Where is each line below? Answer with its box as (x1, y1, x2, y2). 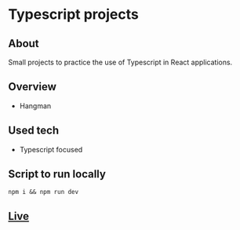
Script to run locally (8, 167, 106, 181)
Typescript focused (19, 144, 83, 154)
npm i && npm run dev (8, 188, 79, 196)
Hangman (19, 100, 52, 111)
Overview (8, 80, 57, 93)
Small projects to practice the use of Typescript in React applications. (8, 57, 233, 67)
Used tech (8, 124, 60, 137)
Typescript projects (8, 5, 139, 24)
